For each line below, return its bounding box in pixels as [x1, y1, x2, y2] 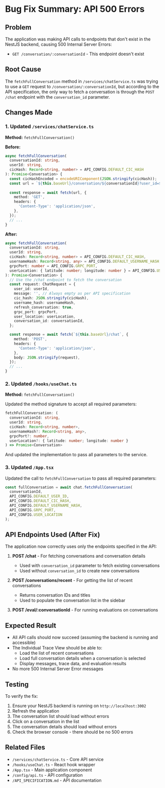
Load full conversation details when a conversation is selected [19, 655, 146, 661]
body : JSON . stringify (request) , [14, 355, 80, 360]
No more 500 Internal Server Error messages [12, 666, 104, 672]
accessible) [12, 640, 36, 645]
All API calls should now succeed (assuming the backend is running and [12, 635, 158, 641]
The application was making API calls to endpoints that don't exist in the [5, 36, 151, 42]
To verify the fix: [5, 693, 38, 699]
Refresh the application [12, 708, 60, 714]
